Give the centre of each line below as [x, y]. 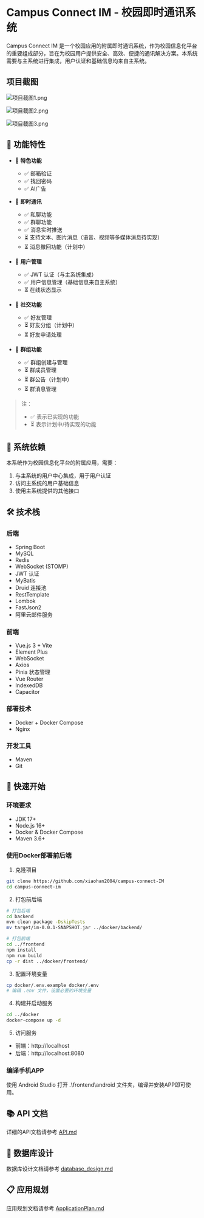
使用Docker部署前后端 [39, 855]
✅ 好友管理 [38, 317]
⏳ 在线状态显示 [43, 289]
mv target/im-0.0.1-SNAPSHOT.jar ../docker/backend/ [74, 928]
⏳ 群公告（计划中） [48, 379]
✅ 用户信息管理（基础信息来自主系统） [73, 282]
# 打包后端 [18, 911]
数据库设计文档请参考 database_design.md [60, 1169]
